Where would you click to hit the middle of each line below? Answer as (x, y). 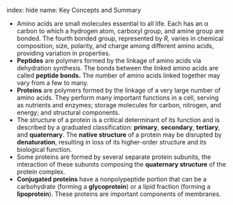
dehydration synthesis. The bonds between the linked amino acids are (118, 68)
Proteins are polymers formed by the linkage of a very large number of (119, 90)
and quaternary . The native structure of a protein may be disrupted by (119, 135)
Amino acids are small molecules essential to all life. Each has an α (112, 23)
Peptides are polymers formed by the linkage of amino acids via (109, 61)
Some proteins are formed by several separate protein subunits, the (114, 157)
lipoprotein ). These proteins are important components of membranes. (119, 194)
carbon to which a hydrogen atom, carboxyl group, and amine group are (120, 31)
